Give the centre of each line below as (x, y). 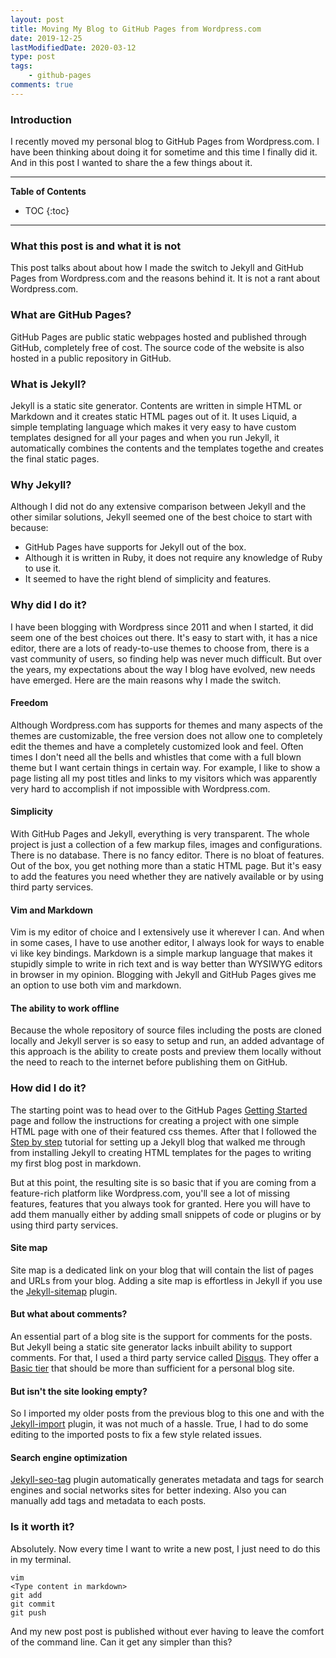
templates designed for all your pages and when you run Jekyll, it (145, 437)
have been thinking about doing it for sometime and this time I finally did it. (164, 152)
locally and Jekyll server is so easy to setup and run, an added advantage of (167, 1041)
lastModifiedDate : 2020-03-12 (73, 47)
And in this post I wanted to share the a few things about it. (131, 163)
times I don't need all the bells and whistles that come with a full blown (156, 757)
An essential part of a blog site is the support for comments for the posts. (161, 1337)
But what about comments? (69, 1314)
